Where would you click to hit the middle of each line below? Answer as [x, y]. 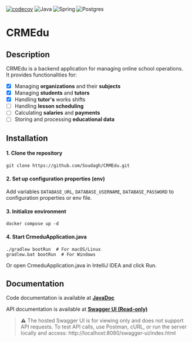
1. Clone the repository [34, 153]
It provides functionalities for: [42, 75]
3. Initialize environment [36, 211]
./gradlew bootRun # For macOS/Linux [53, 249]
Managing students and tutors [52, 93]
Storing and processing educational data [65, 119]
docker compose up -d [33, 224]
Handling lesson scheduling [49, 106]
